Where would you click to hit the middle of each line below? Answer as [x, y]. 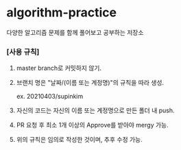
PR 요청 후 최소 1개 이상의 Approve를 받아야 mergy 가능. [92, 125]
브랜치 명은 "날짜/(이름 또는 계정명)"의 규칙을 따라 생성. [90, 83]
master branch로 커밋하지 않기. [59, 68]
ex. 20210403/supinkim [50, 97]
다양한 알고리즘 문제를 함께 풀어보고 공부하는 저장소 [75, 32]
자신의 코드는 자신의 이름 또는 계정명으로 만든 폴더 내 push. [96, 110]
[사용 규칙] [23, 51]
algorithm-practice [62, 13]
